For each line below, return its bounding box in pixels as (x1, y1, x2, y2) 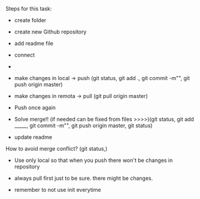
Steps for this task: (5, 5, 52, 12)
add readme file (14, 40, 53, 47)
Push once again (14, 104, 56, 111)
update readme (14, 134, 52, 140)
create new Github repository (14, 28, 87, 35)
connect (14, 51, 35, 59)
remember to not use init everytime (14, 186, 101, 193)
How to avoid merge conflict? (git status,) (5, 145, 108, 152)
